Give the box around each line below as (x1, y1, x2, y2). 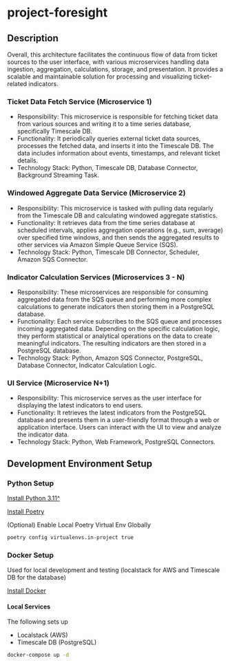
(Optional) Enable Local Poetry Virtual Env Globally (7, 520, 151, 529)
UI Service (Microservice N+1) (7, 378, 110, 388)
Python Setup (7, 478, 54, 488)
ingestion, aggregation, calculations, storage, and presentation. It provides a (7, 65, 224, 73)
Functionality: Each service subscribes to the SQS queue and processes (17, 317, 222, 325)
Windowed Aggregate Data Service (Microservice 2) (7, 188, 186, 198)
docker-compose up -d (7, 652, 70, 659)
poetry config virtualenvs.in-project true (7, 534, 134, 541)
